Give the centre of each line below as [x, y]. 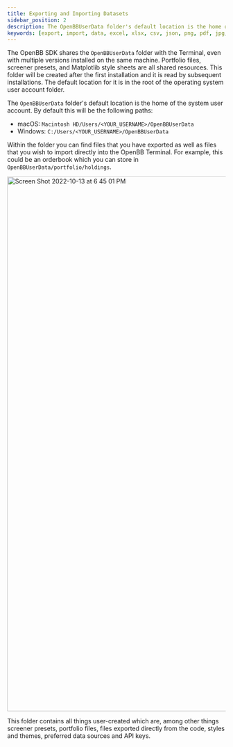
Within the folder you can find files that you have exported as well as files [112, 145]
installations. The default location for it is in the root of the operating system [115, 82]
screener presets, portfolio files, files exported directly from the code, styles [116, 729]
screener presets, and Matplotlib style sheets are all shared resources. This [115, 67]
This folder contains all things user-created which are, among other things [113, 721]
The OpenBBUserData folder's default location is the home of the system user [115, 103]
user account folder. [36, 90]
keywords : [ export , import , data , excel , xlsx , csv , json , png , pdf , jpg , [118, 33]
